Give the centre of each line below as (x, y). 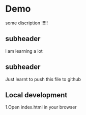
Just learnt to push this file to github (43, 79)
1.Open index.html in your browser (41, 107)
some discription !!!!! (27, 23)
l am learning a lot (24, 51)
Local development (36, 95)
